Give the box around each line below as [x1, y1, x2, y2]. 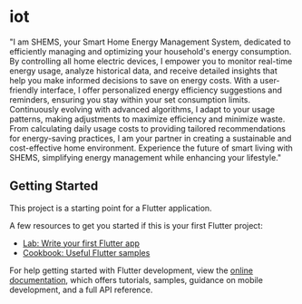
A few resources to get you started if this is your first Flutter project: [9, 220, 263, 230]
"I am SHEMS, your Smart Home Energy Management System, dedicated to [9, 36, 292, 47]
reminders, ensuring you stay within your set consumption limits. [9, 93, 251, 105]
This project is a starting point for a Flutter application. [9, 202, 212, 213]
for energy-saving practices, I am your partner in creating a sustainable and [9, 132, 292, 143]
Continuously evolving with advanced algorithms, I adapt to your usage [9, 103, 276, 114]
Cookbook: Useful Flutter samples [22, 247, 151, 258]
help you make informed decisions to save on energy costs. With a [9, 74, 258, 85]
